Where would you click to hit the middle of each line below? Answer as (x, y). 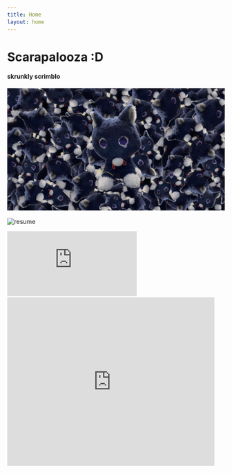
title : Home (24, 15)
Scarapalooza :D (55, 57)
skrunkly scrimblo (34, 77)
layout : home (26, 22)
